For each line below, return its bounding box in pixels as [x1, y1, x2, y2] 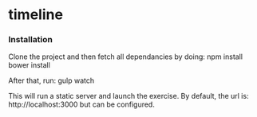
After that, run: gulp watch [8, 76, 95, 85]
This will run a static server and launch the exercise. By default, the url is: [8, 92, 249, 101]
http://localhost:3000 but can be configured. [8, 99, 156, 109]
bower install [8, 60, 50, 70]
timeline [8, 6, 64, 24]
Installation [8, 34, 53, 45]
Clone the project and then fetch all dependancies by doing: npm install [8, 52, 243, 61]
